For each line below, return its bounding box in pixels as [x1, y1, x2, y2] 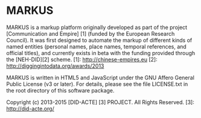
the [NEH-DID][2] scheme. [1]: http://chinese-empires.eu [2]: [6, 56, 158, 63]
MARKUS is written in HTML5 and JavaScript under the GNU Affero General [6, 74, 195, 81]
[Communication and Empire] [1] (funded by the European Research [6, 30, 175, 37]
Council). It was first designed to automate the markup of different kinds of [6, 36, 193, 44]
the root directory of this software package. [6, 87, 115, 94]
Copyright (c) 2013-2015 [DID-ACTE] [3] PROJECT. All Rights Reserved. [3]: [6, 98, 194, 106]
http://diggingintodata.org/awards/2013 [6, 62, 104, 70]
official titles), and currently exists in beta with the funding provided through [6, 49, 196, 56]
